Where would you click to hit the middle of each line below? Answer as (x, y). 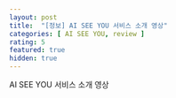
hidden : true (33, 58)
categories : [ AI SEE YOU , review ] (77, 34)
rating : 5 (28, 42)
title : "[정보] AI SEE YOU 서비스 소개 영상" (88, 26)
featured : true (37, 50)
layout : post (33, 17)
